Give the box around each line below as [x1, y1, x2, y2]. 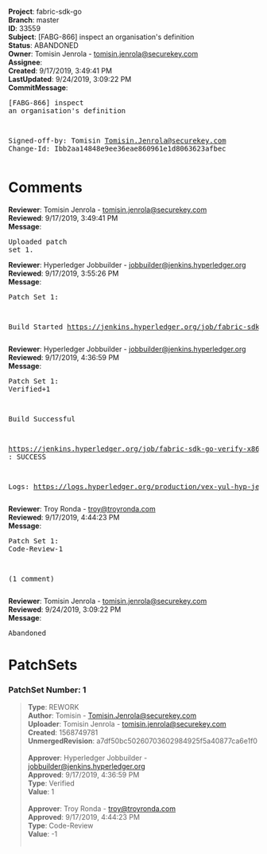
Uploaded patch [8, 237, 68, 246]
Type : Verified [27, 778, 75, 788]
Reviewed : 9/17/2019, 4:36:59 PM [8, 352, 120, 362]
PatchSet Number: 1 [8, 684, 87, 695]
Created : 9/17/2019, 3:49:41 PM [8, 66, 113, 75]
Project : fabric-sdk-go [8, 7, 82, 16]
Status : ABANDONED [8, 41, 79, 50]
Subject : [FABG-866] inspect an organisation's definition [8, 32, 195, 41]
